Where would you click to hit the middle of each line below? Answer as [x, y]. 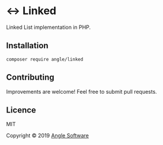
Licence [21, 110]
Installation [27, 46]
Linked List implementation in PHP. [48, 27]
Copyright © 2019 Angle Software [47, 136]
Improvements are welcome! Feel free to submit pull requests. [81, 91]
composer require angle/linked [45, 59]
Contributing [30, 78]
